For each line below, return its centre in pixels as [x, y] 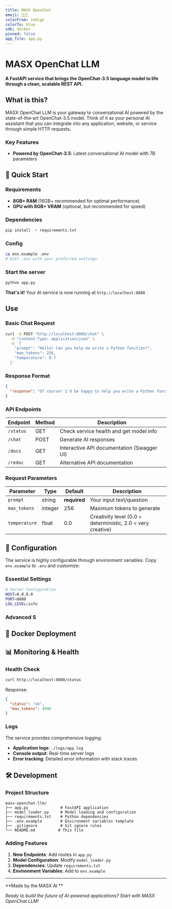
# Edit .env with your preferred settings [51, 259]
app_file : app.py [24, 39]
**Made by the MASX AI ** [34, 885]
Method [45, 423]
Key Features [22, 142]
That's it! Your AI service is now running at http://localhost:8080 [75, 293]
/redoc [16, 463]
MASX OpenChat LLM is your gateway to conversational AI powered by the [84, 112]
